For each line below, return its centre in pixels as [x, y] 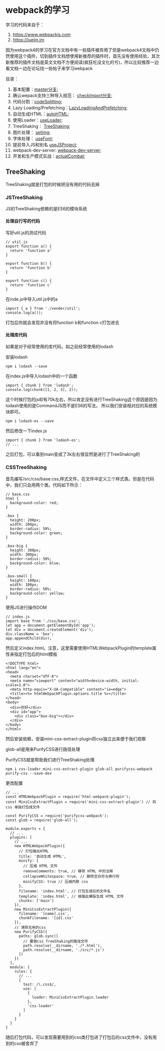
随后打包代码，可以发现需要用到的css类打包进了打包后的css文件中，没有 [79, 1037]
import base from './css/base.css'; [43, 621]
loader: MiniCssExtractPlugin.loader [70, 997]
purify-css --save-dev [29, 773]
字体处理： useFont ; [33, 138]
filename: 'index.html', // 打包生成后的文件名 [65, 891]
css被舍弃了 [26, 1043]
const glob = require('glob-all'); [42, 820]
